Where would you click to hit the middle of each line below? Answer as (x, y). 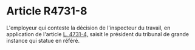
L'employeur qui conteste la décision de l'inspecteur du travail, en (88, 28)
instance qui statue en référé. (43, 40)
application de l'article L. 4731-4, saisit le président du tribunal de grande (98, 34)
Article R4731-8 (47, 11)
